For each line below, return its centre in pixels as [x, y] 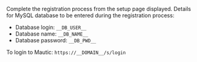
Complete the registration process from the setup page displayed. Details [99, 9]
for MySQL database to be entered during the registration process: [90, 15]
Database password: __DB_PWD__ [56, 40]
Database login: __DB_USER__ [51, 27]
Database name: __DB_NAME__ [52, 34]
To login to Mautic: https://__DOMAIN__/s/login [66, 52]
